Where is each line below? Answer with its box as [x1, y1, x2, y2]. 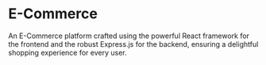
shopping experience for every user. [8, 48, 127, 57]
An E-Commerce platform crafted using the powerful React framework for [8, 31, 250, 40]
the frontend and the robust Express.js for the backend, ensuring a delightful [8, 39, 259, 48]
